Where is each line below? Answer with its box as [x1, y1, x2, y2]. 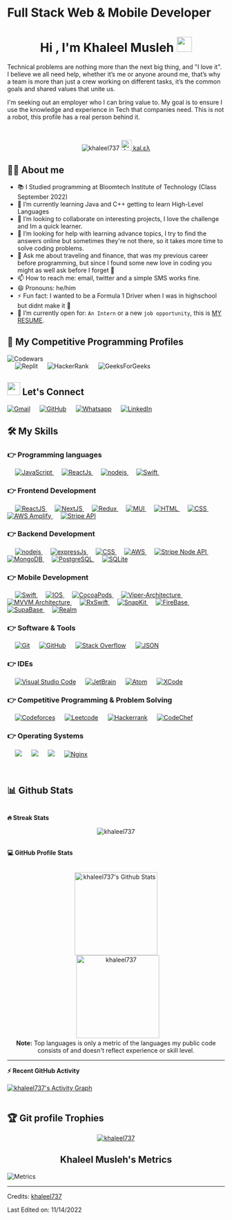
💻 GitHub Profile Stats [7, 848, 73, 857]
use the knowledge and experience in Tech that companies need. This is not [7, 106, 224, 114]
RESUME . [17, 316, 45, 324]
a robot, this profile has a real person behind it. [7, 113, 140, 122]
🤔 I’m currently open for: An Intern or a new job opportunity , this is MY [17, 309, 222, 317]
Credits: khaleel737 [7, 1192, 62, 1200]
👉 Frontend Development [7, 486, 97, 495]
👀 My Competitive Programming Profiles [7, 336, 184, 348]
